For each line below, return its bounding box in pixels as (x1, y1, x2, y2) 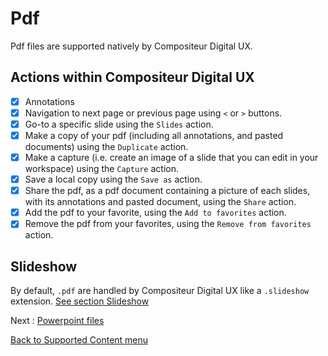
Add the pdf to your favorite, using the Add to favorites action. (24, 207, 287, 219)
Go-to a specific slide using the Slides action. (24, 118, 214, 130)
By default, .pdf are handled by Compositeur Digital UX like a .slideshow (10, 285, 310, 297)
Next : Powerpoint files (10, 315, 105, 327)
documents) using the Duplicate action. (24, 141, 189, 152)
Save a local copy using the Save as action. (24, 173, 203, 186)
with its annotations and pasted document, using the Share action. (24, 196, 297, 208)
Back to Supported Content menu (10, 334, 149, 346)
